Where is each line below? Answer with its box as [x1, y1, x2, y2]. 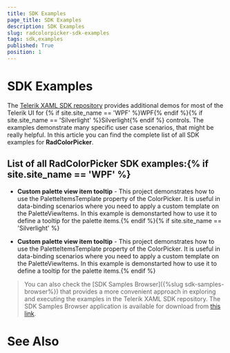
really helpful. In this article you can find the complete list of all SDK [7, 131, 200, 139]
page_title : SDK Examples [7, 17, 82, 23]
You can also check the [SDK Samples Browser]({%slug [23, 280, 184, 288]
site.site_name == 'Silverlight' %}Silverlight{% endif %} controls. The [7, 115, 204, 124]
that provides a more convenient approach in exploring [59, 287, 216, 296]
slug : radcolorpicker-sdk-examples [7, 29, 110, 37]
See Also [7, 333, 59, 349]
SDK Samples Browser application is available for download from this [23, 302, 221, 310]
